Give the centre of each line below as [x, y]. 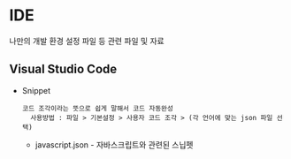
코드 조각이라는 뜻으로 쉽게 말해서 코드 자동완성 [98, 108]
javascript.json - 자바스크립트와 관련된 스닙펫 [114, 144]
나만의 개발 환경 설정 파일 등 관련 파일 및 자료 [87, 41]
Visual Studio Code [63, 69]
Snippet [36, 90]
